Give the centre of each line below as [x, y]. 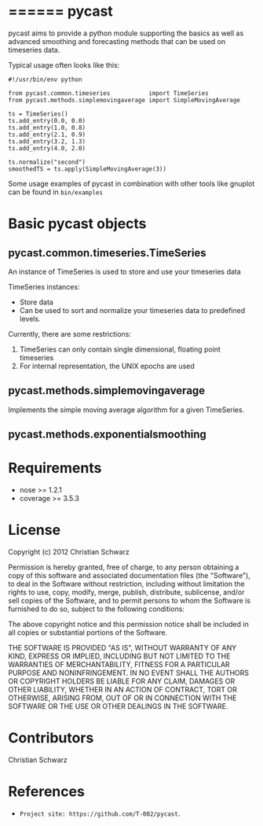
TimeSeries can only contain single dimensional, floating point [120, 349]
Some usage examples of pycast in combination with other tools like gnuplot [131, 183]
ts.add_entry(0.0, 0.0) [47, 120]
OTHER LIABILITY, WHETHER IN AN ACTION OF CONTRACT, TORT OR [122, 690]
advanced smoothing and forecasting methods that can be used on [117, 41]
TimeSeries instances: [44, 286]
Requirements [55, 468]
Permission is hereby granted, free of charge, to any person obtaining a [124, 567]
